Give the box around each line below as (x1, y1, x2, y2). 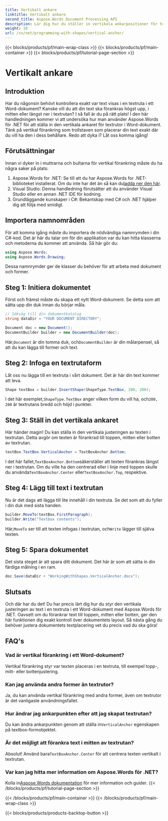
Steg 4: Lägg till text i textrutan (5, 484, 103, 492)
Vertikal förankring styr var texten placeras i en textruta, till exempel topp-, (5, 663, 159, 669)
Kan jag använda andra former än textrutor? (5, 681, 114, 688)
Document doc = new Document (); (5, 325, 72, 330)
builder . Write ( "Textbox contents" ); (5, 517, 81, 522)
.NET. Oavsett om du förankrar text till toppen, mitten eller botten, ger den (5, 612, 157, 618)
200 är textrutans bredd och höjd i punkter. (5, 401, 92, 407)
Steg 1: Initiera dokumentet (5, 283, 91, 292)
